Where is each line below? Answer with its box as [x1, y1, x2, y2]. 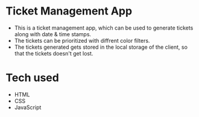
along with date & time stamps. [14, 30, 92, 37]
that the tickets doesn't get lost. [14, 49, 93, 57]
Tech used [5, 71, 60, 85]
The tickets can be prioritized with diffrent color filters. [14, 37, 150, 44]
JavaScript [14, 104, 42, 111]
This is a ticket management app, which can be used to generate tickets [14, 24, 194, 31]
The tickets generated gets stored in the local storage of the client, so [14, 43, 188, 51]
